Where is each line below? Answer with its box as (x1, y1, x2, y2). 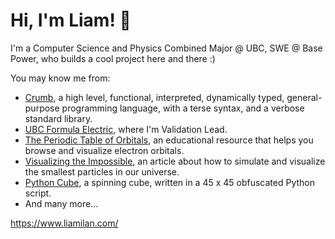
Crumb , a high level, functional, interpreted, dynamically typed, (24, 91, 285, 103)
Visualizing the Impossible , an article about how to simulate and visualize (24, 155, 326, 167)
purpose (24, 102, 60, 114)
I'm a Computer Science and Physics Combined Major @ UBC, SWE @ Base (10, 42, 323, 54)
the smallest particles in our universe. (24, 165, 180, 178)
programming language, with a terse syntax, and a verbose (61, 102, 305, 114)
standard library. (24, 112, 93, 124)
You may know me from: (10, 72, 111, 84)
